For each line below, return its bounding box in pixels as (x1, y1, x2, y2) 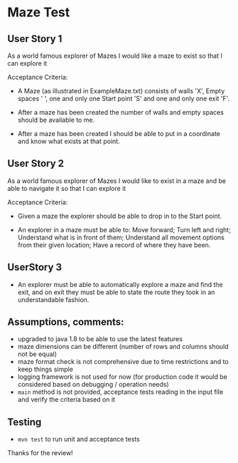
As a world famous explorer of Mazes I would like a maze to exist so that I (7, 51, 222, 60)
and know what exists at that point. (17, 137, 120, 145)
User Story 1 (7, 33, 63, 45)
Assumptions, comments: (7, 316, 124, 328)
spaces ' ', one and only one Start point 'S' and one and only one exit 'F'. (17, 94, 230, 103)
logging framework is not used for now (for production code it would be (17, 373, 227, 381)
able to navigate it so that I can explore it (7, 184, 126, 192)
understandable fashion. (17, 295, 90, 303)
